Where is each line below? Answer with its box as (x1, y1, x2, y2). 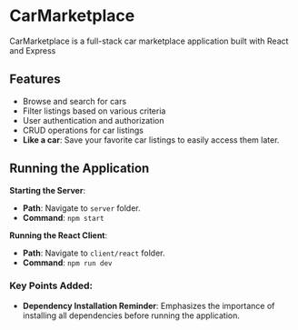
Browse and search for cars (22, 95, 127, 106)
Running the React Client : (9, 229, 108, 241)
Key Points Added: (9, 279, 94, 292)
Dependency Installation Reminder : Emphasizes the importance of (22, 300, 275, 311)
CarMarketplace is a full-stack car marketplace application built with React (9, 35, 289, 46)
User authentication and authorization (22, 115, 165, 125)
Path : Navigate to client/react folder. (22, 247, 165, 258)
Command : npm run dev (22, 256, 113, 268)
